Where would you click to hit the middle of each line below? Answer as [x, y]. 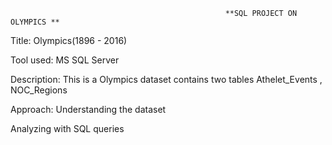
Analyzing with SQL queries [67, 128]
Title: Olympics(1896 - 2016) [69, 40]
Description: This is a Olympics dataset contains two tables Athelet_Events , [166, 79]
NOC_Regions [39, 90]
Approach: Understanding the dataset [88, 109]
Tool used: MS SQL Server [65, 60]
